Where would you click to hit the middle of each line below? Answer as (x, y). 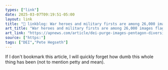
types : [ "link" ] (22, 10)
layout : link (19, 19)
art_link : (15, 33)
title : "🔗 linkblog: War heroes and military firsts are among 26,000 (80, 24)
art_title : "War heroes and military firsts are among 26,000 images (79, 28)
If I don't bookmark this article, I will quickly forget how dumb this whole (79, 56)
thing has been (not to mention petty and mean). (55, 62)
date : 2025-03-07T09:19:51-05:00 (40, 14)
